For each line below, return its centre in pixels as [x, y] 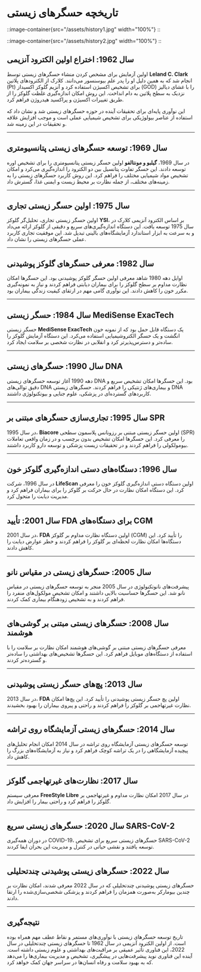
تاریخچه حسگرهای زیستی [63, 13]
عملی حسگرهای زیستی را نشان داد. [47, 239]
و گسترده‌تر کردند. [27, 660]
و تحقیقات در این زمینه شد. [37, 124]
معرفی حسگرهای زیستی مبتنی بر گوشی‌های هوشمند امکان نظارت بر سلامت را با [97, 647]
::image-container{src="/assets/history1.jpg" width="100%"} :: [84, 29]
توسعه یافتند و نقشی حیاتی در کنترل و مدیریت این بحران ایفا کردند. [81, 847]
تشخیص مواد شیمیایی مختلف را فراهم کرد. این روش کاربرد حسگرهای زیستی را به [98, 175]
